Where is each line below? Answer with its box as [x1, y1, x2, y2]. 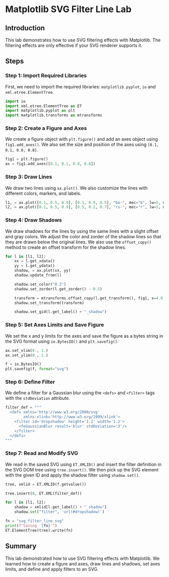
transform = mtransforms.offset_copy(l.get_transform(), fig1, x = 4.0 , [14, 295, 165, 301]
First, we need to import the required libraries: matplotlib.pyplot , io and [5, 83, 156, 89]
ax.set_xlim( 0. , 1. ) [5, 348, 49, 353]
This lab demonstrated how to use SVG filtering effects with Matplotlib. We [5, 555, 160, 561]
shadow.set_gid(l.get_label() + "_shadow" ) [14, 309, 107, 314]
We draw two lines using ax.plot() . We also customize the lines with [5, 185, 148, 191]
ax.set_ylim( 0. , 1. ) [5, 352, 49, 358]
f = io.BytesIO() [5, 362, 42, 367]
